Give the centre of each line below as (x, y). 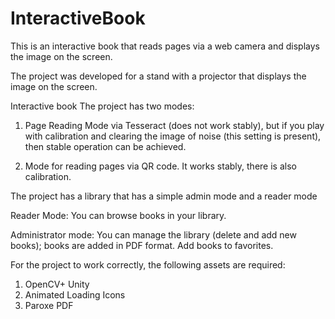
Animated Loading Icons (75, 294)
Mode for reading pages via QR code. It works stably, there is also (160, 166)
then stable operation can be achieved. (105, 146)
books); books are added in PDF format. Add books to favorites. (142, 245)
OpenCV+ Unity (57, 284)
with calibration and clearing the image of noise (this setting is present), (173, 136)
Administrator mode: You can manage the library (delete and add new (153, 234)
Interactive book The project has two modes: (102, 106)
